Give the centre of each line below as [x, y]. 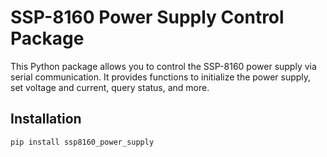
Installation [46, 119]
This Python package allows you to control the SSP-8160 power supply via [163, 66]
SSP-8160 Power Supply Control [147, 17]
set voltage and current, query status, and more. [110, 87]
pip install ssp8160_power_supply [82, 142]
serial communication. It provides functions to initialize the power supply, [161, 77]
